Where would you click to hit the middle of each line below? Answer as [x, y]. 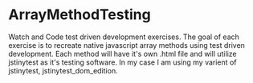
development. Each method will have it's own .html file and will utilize [122, 53]
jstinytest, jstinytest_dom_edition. [63, 70]
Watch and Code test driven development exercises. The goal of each [124, 37]
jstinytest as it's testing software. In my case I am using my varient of [122, 62]
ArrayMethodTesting [80, 15]
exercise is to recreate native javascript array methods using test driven [126, 45]
